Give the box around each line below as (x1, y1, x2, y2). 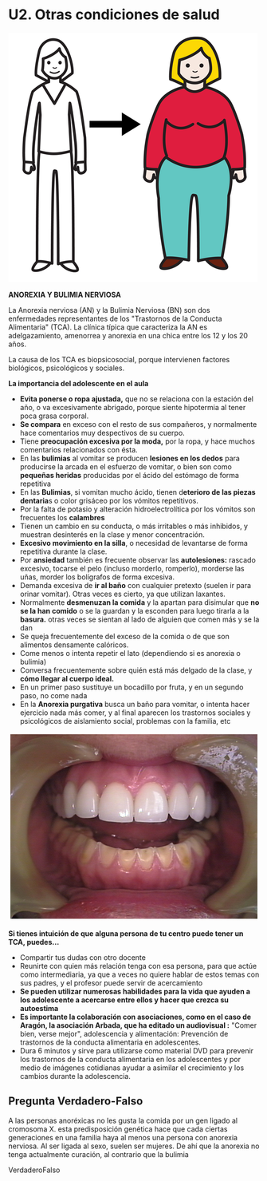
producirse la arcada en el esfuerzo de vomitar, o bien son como (19, 461, 233, 472)
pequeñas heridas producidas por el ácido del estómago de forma (19, 470, 239, 480)
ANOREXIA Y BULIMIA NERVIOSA (8, 290, 121, 299)
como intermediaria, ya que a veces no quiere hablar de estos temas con (19, 970, 260, 979)
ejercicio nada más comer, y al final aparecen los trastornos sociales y (19, 708, 251, 717)
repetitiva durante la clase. (19, 547, 108, 556)
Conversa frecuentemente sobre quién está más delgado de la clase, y (19, 665, 253, 675)
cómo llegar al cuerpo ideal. (19, 673, 114, 683)
